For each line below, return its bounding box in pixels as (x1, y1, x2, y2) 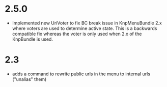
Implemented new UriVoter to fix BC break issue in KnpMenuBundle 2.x (12, 20, 162, 26)
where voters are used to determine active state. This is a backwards (12, 25, 157, 31)
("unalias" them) (12, 76, 47, 82)
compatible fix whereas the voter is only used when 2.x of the (12, 31, 142, 37)
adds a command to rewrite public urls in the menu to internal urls (12, 71, 151, 77)
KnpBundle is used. (12, 36, 53, 42)
